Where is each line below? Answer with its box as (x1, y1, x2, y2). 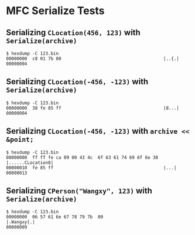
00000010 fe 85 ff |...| (6, 165, 177, 171)
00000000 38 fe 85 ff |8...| (6, 105, 180, 111)
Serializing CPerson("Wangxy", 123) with (6, 186, 152, 196)
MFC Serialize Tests (6, 4, 105, 18)
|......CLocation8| (6, 159, 54, 165)
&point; (6, 135, 34, 144)
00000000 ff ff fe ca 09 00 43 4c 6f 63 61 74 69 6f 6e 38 (6, 154, 159, 161)
